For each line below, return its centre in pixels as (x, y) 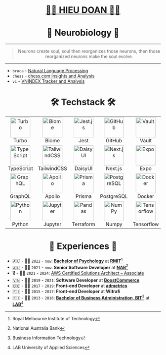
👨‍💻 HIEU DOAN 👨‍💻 (83, 10)
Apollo (53, 196)
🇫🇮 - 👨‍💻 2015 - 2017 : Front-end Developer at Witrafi (66, 292)
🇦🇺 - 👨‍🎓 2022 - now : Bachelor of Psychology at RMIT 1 (67, 261)
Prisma (83, 196)
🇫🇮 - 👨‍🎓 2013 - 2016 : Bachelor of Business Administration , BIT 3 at (81, 297)
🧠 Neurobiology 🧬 (83, 33)
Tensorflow (146, 224)
